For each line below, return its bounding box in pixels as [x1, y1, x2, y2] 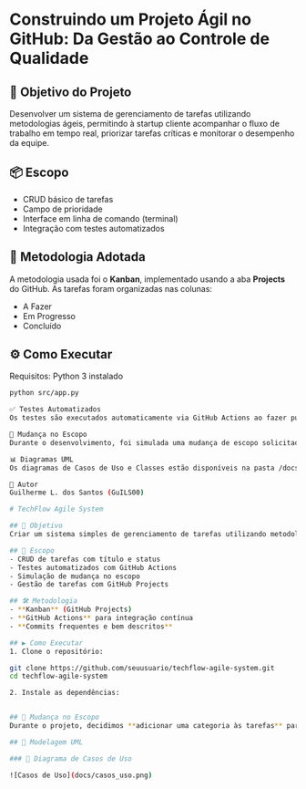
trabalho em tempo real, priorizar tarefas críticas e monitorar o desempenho [9, 128, 295, 139]
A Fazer [22, 301, 53, 312]
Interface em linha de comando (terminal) [22, 213, 179, 223]
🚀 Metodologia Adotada [9, 249, 146, 265]
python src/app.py [9, 389, 79, 398]
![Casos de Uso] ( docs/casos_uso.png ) [9, 771, 153, 780]
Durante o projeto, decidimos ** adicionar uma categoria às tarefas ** [9, 722, 283, 731]
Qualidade [9, 48, 89, 68]
